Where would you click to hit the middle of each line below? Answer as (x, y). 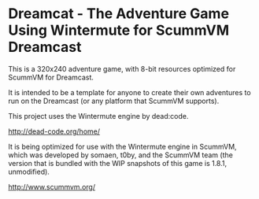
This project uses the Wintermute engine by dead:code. (98, 116)
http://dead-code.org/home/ (54, 131)
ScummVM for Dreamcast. (51, 77)
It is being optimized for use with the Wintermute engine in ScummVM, (123, 146)
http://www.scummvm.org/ (52, 186)
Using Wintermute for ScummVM (119, 30)
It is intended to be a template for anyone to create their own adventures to (129, 92)
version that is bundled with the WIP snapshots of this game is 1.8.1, (118, 163)
